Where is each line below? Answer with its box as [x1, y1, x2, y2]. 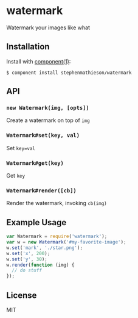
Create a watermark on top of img [6, 117, 90, 124]
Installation [6, 42, 50, 52]
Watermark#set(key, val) [6, 132, 80, 139]
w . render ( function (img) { [6, 262, 75, 268]
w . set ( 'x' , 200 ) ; [6, 250, 50, 256]
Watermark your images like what [6, 24, 90, 31]
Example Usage [6, 217, 67, 228]
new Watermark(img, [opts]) [6, 104, 89, 112]
